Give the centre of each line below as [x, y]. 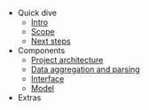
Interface [47, 79]
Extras [29, 98]
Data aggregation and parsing [85, 69]
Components [41, 51]
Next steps [51, 41]
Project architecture [67, 60]
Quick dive [37, 13]
